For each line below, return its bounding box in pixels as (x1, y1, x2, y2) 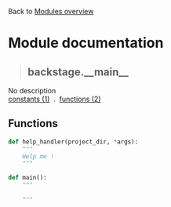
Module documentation (8, 34, 164, 52)
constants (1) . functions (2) (8, 94, 101, 103)
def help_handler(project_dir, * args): (8, 137, 139, 146)
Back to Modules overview (8, 7, 94, 16)
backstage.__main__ (27, 65, 129, 78)
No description (8, 86, 56, 95)
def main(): (8, 174, 47, 182)
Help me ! (22, 152, 55, 160)
